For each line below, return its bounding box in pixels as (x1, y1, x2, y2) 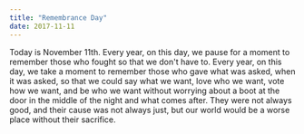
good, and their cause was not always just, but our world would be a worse (9, 104, 290, 115)
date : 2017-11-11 (9, 22, 75, 31)
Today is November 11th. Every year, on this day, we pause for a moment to (9, 46, 290, 57)
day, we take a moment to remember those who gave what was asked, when (9, 65, 297, 77)
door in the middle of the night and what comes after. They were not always (9, 94, 292, 105)
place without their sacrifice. (9, 114, 116, 125)
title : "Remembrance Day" (9, 13, 107, 23)
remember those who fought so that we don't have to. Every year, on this (9, 56, 282, 67)
